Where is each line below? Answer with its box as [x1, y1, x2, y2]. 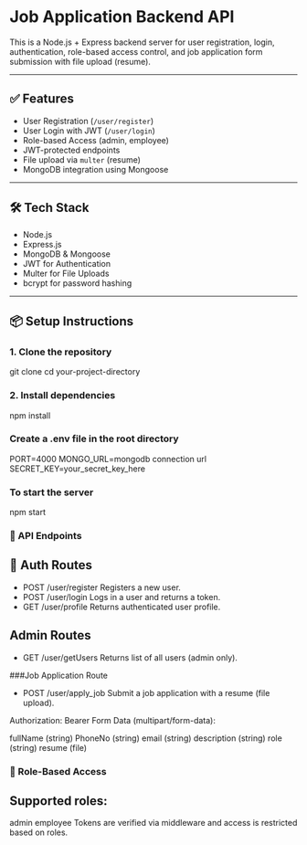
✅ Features [9, 91, 75, 107]
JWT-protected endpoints [22, 144, 121, 155]
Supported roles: [9, 793, 108, 808]
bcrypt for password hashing [22, 277, 132, 289]
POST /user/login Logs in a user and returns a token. [22, 591, 221, 602]
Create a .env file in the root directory [9, 432, 180, 445]
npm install [9, 409, 51, 421]
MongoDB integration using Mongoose [22, 164, 169, 174]
